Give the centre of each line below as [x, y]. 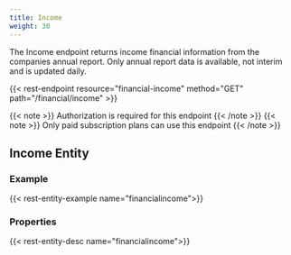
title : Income [36, 18]
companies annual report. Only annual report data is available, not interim [146, 61]
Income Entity [49, 153]
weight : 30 [30, 26]
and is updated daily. [48, 71]
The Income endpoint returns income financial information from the [135, 51]
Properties [33, 222]
